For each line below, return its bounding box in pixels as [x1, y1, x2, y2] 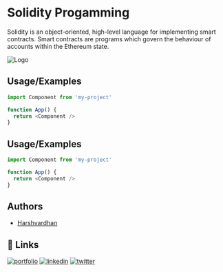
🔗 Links [7, 239, 39, 251]
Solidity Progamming [7, 5, 130, 21]
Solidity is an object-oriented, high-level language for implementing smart [7, 28, 217, 36]
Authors [7, 200, 43, 212]
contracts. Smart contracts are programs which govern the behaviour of [7, 34, 211, 43]
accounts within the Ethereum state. [7, 42, 109, 50]
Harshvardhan [17, 219, 58, 227]
